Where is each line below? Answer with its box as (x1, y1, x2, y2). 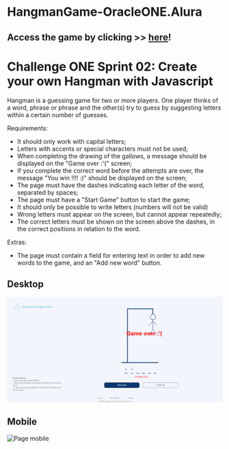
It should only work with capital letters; (16, 137, 126, 145)
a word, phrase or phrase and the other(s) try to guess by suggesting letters (7, 104, 221, 112)
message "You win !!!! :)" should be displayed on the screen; (16, 173, 187, 182)
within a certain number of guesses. (7, 110, 109, 119)
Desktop (7, 278, 44, 290)
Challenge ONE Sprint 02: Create (7, 59, 198, 74)
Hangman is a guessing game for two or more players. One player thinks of (7, 96, 219, 104)
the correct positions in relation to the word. (16, 224, 141, 233)
